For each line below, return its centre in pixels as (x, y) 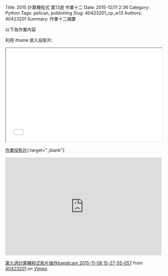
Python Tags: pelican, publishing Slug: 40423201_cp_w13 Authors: (74, 13)
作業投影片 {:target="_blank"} (35, 150)
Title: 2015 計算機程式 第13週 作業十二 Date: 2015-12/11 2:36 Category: (77, 7)
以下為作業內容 (20, 29)
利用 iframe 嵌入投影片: (29, 40)
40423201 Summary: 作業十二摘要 (41, 19)
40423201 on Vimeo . (27, 268)
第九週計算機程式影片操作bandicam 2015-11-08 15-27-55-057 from (74, 263)
